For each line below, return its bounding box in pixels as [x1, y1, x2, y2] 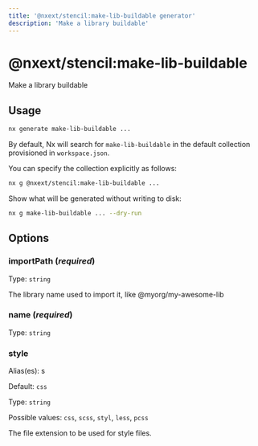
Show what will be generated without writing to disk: [8, 194, 182, 203]
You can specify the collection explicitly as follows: [8, 164, 177, 174]
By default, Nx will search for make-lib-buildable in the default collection [8, 140, 251, 149]
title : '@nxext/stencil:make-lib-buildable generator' [8, 11, 196, 20]
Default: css [8, 382, 47, 391]
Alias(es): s [8, 366, 46, 376]
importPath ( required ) [8, 256, 96, 267]
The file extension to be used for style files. [8, 428, 152, 438]
